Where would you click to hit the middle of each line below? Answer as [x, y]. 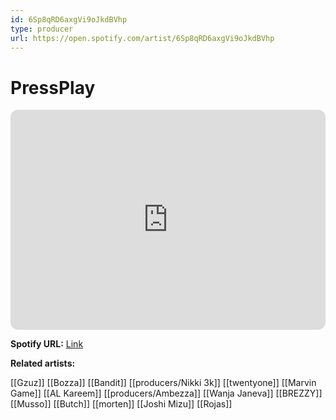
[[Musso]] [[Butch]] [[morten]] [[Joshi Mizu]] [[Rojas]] [121, 404]
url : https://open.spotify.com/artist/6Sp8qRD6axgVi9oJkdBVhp [142, 38]
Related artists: [43, 363]
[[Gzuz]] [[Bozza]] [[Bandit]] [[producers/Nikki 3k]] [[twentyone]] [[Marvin [163, 383]
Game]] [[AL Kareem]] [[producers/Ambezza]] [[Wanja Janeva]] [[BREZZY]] [166, 393]
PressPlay [53, 87]
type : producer [42, 29]
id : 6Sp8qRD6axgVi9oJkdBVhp [69, 19]
